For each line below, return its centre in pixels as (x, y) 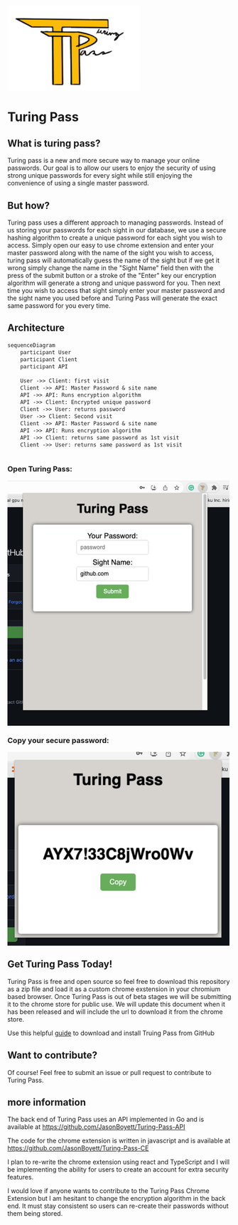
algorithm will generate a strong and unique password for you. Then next (114, 283)
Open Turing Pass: (40, 469)
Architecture (36, 328)
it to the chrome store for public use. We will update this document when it (117, 1004)
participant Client (49, 359)
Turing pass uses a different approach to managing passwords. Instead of (115, 223)
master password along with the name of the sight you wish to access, (111, 253)
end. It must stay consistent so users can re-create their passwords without (118, 1206)
